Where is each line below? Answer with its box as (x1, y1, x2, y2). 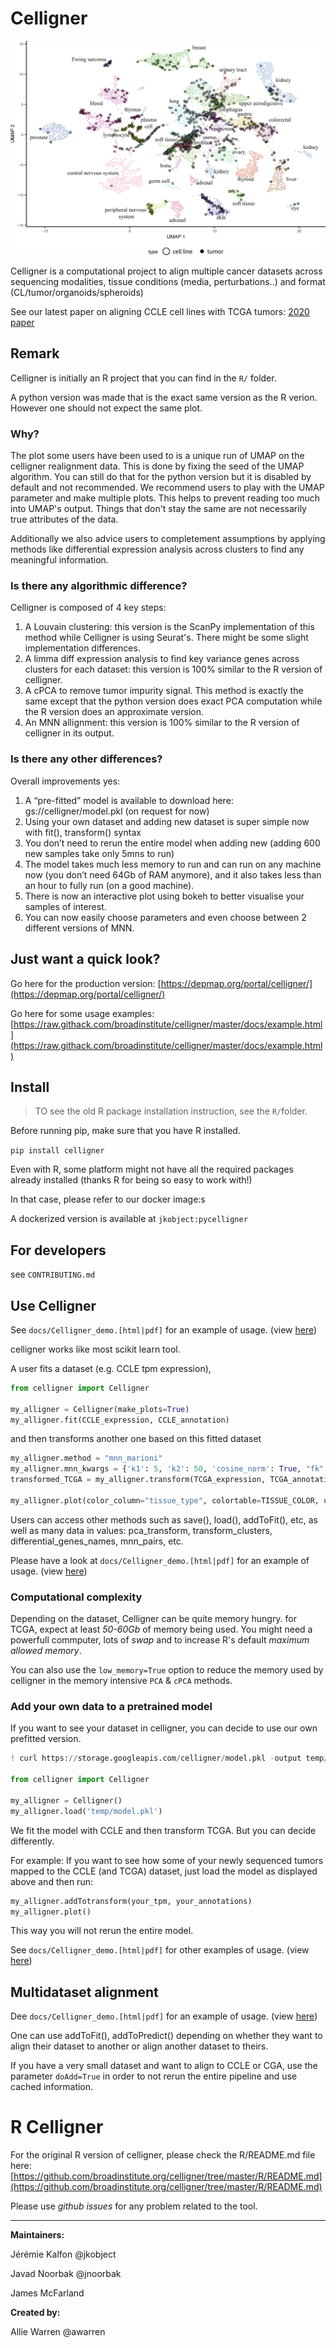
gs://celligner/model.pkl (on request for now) (24, 805, 210, 817)
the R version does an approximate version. (24, 706, 204, 718)
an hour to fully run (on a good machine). (24, 879, 195, 891)
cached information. (10, 2081, 94, 2093)
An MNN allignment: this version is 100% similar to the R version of (24, 717, 300, 729)
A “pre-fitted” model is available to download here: (24, 794, 234, 806)
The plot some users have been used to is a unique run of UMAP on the (10, 450, 305, 462)
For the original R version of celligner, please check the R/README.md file (10, 2149, 316, 2161)
